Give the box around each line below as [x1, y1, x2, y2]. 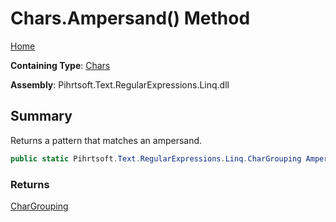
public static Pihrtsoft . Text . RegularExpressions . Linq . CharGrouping [10, 153, 302, 164]
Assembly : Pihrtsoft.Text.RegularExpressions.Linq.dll [10, 78, 230, 91]
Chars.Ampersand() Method [10, 7, 251, 30]
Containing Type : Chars [10, 59, 111, 71]
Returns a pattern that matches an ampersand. [10, 134, 203, 146]
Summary [10, 108, 73, 125]
